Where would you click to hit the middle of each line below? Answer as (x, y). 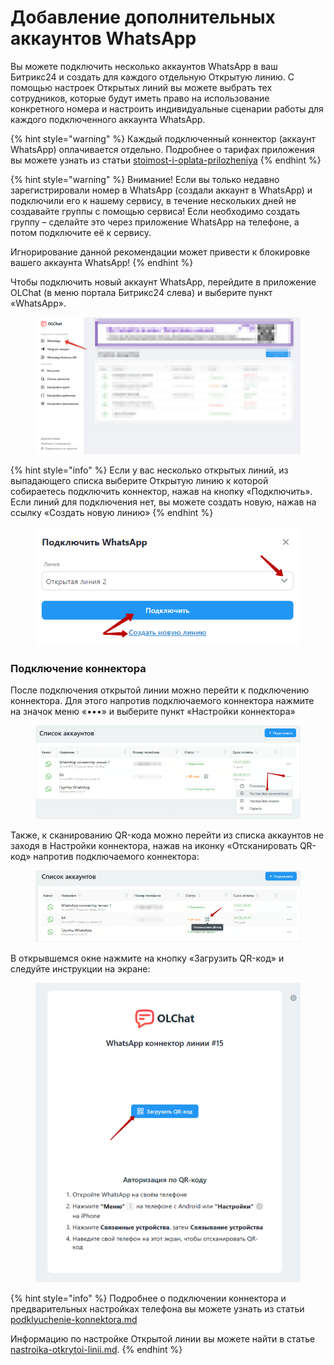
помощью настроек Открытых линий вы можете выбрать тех (141, 87)
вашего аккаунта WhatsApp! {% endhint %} (102, 262)
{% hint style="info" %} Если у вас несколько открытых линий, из (149, 470)
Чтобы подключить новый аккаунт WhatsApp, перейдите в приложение (163, 282)
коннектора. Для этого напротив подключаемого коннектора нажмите (162, 701)
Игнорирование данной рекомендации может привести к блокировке (160, 252)
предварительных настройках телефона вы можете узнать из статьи (157, 1308)
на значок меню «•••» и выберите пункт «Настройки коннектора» (153, 712)
